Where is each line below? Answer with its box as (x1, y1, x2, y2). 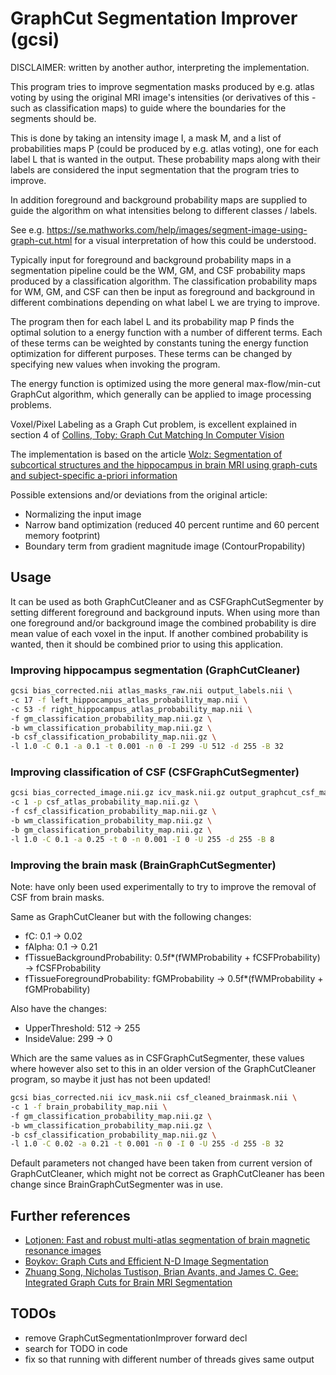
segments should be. (10, 112, 97, 124)
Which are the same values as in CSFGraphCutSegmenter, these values (10, 1052, 305, 1064)
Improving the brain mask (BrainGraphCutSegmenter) (10, 858, 277, 872)
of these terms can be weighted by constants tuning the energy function (10, 337, 309, 349)
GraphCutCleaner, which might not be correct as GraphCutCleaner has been (10, 1168, 325, 1180)
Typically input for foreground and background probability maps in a (10, 253, 292, 266)
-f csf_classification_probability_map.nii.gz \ (10, 807, 217, 817)
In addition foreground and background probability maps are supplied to (10, 193, 308, 206)
